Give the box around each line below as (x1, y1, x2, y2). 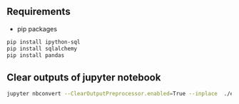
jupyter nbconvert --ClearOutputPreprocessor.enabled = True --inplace (6, 90, 218, 98)
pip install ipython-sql (6, 38, 81, 46)
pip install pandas (6, 51, 65, 59)
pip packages (16, 24, 58, 33)
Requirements (6, 6, 71, 18)
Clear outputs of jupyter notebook (6, 71, 161, 83)
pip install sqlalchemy (6, 45, 78, 52)
